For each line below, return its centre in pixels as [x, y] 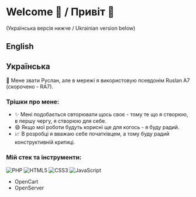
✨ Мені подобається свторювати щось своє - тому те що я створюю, [101, 115]
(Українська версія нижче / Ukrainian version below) [71, 28]
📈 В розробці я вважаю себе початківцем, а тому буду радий [92, 134]
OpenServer [29, 188]
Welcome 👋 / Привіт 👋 [60, 12]
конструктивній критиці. [45, 142]
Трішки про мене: [33, 102]
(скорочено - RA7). [30, 87]
